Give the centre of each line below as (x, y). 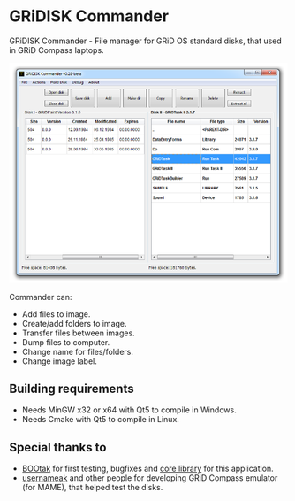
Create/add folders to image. (74, 323)
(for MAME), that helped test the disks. (92, 488)
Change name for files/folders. (78, 351)
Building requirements (72, 389)
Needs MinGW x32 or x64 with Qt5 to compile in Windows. (129, 410)
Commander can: (41, 297)
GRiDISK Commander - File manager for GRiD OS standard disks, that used (146, 41)
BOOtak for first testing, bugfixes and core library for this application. (147, 469)
